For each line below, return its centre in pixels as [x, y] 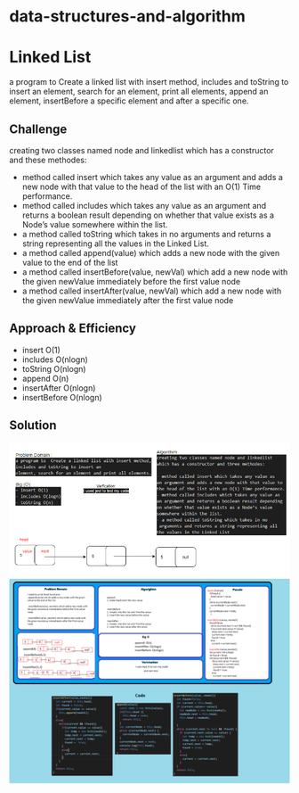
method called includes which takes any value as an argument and [144, 205]
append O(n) [45, 378]
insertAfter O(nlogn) [59, 388]
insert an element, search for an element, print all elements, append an [139, 92]
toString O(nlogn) [54, 368]
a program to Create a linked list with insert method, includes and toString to [149, 82]
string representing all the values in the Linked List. [115, 244]
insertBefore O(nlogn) [62, 397]
